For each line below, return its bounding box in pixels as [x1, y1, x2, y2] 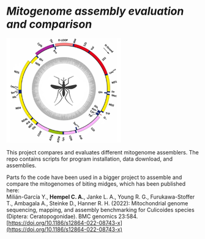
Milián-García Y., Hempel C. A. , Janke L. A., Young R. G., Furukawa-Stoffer [6, 193, 195, 200]
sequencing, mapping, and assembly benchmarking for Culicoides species [6, 206, 195, 213]
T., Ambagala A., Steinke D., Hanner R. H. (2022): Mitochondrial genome [6, 199, 188, 207]
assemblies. [6, 161, 37, 169]
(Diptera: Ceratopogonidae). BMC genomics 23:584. [6, 213, 138, 220]
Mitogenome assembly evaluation [6, 4, 184, 18]
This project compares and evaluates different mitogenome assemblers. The [6, 148, 199, 156]
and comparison [6, 17, 92, 31]
